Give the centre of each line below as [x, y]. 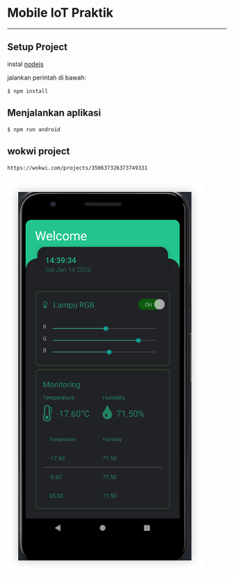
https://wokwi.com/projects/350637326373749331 [78, 168]
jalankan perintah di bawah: [47, 77]
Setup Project [38, 47]
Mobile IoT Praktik [60, 13]
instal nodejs [25, 63]
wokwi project [39, 151]
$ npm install [28, 91]
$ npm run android [34, 130]
